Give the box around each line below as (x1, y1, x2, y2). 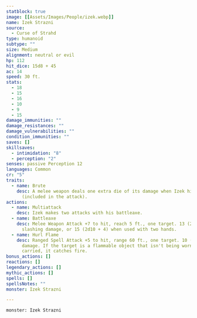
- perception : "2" (11, 156, 57, 162)
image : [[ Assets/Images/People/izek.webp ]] (6, 14, 114, 20)
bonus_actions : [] (6, 254, 51, 259)
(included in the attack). (21, 194, 88, 200)
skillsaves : (6, 145, 35, 151)
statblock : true (6, 8, 46, 15)
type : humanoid (6, 36, 43, 42)
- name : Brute (11, 183, 46, 189)
